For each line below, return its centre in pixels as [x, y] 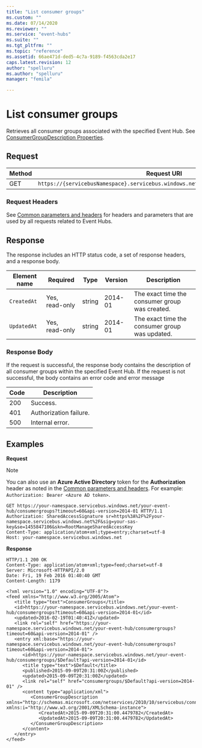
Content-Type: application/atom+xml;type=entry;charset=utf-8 [86, 532]
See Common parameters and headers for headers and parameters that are [100, 215]
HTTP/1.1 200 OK [26, 560]
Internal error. [50, 423]
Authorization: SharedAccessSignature [55, 517]
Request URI [164, 173]
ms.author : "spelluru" [35, 74]
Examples [25, 444]
